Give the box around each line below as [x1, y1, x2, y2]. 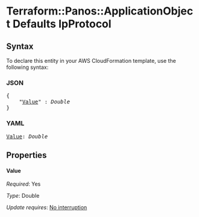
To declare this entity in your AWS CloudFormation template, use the [6, 57, 176, 64]
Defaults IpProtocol [12, 17, 112, 31]
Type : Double [6, 192, 40, 199]
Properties [6, 150, 47, 160]
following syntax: [6, 63, 49, 71]
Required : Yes [6, 180, 41, 188]
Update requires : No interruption [6, 204, 87, 211]
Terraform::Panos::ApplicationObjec [6, 4, 194, 18]
